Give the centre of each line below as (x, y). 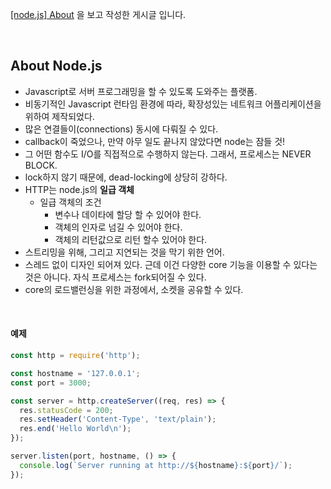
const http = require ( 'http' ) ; (75, 356)
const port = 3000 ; (51, 383)
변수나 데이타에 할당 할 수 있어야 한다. (128, 214)
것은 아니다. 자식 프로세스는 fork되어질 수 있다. (115, 277)
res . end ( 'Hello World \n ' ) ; (75, 429)
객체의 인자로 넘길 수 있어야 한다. (118, 227)
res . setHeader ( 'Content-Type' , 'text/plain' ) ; (118, 419)
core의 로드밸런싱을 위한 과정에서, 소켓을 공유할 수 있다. (134, 289)
